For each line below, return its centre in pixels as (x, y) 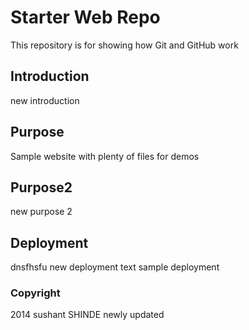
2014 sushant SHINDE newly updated (87, 315)
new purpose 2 (41, 212)
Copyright (35, 293)
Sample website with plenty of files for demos (105, 156)
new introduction (45, 100)
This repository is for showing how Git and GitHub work (124, 45)
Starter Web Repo (85, 17)
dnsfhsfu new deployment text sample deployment (115, 267)
